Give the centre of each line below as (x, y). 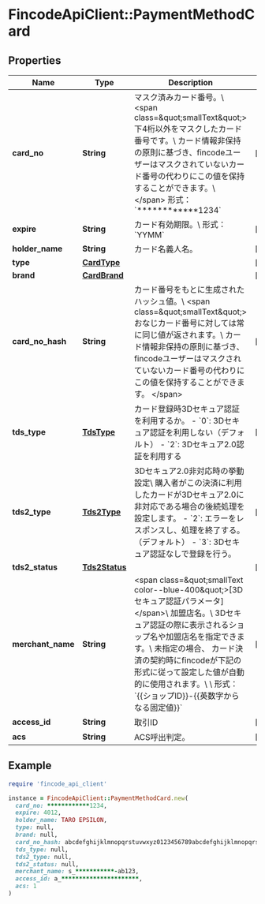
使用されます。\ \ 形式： (194, 684)
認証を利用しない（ (185, 433)
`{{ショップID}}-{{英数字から (187, 696)
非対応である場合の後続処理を (189, 506)
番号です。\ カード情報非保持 (188, 141)
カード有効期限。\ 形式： (180, 224)
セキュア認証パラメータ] (179, 601)
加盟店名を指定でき (201, 637)
